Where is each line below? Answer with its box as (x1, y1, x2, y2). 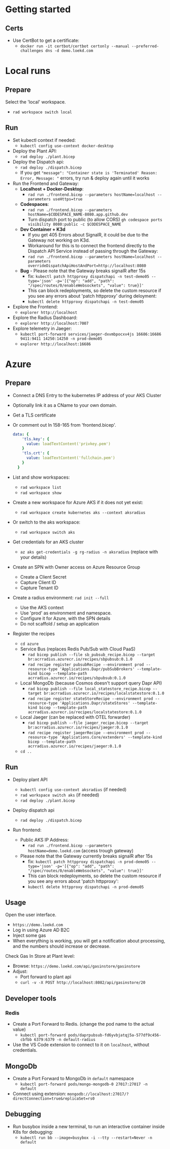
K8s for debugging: (12, 1129, 53, 1135)
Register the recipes (12, 631, 55, 637)
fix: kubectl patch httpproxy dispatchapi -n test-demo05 (27, 273, 150, 279)
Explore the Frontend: (12, 303, 58, 309)
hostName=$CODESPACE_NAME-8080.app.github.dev (27, 212, 128, 217)
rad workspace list (20, 485, 62, 490)
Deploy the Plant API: (12, 148, 57, 154)
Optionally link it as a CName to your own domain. (12, 402, 117, 408)
